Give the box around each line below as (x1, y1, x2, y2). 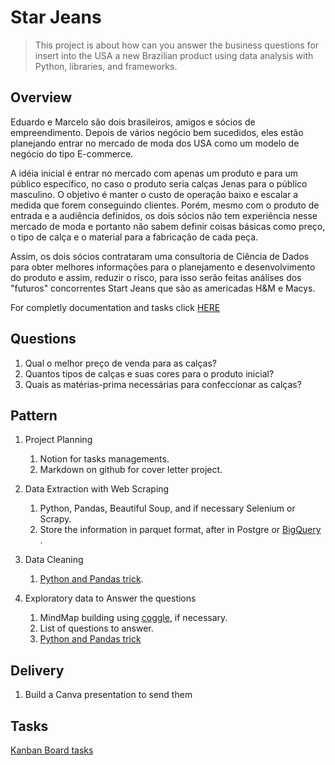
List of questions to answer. (39, 622, 154, 635)
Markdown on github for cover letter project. (39, 464, 223, 476)
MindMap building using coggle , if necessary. (39, 612, 228, 624)
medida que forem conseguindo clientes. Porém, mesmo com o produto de (10, 199, 320, 211)
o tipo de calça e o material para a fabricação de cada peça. (10, 231, 259, 243)
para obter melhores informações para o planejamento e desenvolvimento (10, 261, 316, 273)
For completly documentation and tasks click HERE (10, 301, 221, 313)
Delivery (10, 662, 65, 679)
